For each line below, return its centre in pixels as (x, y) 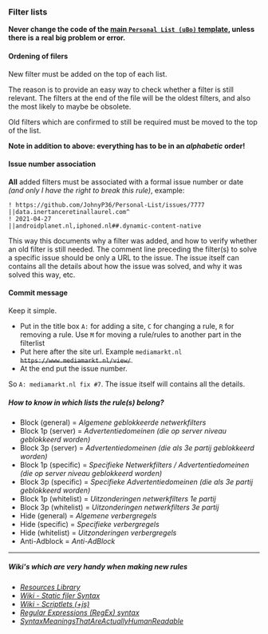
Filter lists (28, 12)
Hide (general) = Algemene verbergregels (88, 515)
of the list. (25, 130)
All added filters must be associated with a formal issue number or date (126, 181)
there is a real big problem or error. (67, 38)
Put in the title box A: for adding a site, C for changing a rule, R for (127, 326)
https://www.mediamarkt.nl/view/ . (76, 360)
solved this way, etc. (42, 275)
